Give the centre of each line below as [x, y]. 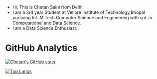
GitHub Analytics [41, 48]
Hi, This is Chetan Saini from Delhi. [48, 7]
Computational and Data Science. [47, 23]
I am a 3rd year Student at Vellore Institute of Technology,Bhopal [79, 12]
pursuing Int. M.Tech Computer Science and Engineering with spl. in [82, 18]
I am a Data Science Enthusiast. [45, 28]
